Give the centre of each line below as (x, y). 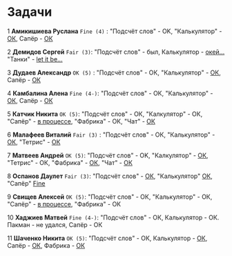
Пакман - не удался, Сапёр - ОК (55, 224)
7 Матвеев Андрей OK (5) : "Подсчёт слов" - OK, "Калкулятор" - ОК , (108, 155)
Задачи (30, 12)
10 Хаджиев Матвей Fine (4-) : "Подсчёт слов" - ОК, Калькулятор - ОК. (113, 217)
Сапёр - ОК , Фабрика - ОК (46, 245)
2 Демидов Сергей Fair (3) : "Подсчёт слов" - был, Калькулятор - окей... (116, 52)
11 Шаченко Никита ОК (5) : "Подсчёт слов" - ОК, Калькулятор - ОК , (107, 238)
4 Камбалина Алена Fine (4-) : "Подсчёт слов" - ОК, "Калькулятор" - (110, 93)
